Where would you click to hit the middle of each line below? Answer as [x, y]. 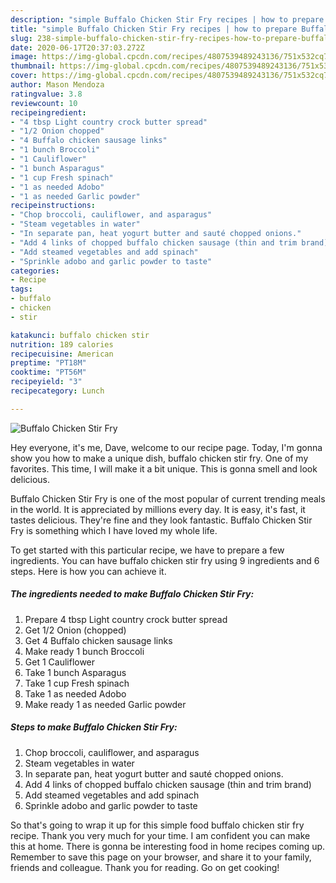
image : [24, 57]
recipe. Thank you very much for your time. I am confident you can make [160, 835]
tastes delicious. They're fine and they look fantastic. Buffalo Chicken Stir [161, 520]
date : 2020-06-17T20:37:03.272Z [77, 47]
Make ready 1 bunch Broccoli [84, 651]
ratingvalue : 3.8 [46, 94]
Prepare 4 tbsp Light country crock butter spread [126, 619]
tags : [21, 289]
